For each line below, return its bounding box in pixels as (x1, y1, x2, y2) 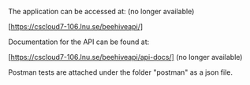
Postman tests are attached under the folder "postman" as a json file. (8, 68, 233, 77)
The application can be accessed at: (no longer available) (8, 7, 195, 16)
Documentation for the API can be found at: (8, 37, 150, 46)
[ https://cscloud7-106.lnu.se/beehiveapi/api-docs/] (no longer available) (8, 53, 243, 61)
